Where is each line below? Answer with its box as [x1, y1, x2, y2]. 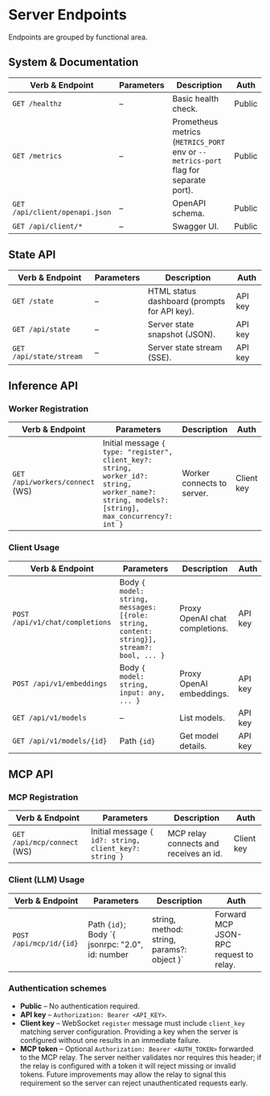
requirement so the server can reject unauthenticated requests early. [19, 1078, 248, 1087]
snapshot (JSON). [147, 328, 215, 339]
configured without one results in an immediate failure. [19, 1035, 201, 1045]
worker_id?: [102, 472, 149, 481]
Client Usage [8, 542, 60, 553]
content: [119, 626, 153, 636]
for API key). [147, 306, 194, 317]
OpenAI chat [179, 613, 227, 624]
